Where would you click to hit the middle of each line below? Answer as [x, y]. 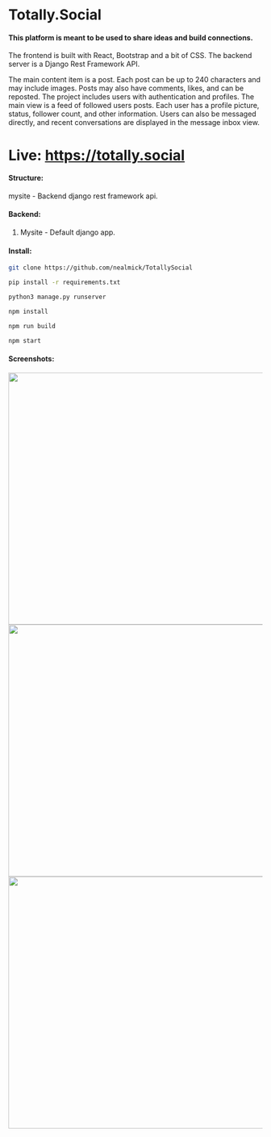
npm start [25, 340]
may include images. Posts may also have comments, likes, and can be [126, 88]
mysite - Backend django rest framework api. [83, 196]
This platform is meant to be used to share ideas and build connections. [131, 37]
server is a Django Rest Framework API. [74, 64]
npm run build [32, 326]
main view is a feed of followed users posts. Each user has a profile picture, [134, 106]
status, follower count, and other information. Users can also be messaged [132, 114]
